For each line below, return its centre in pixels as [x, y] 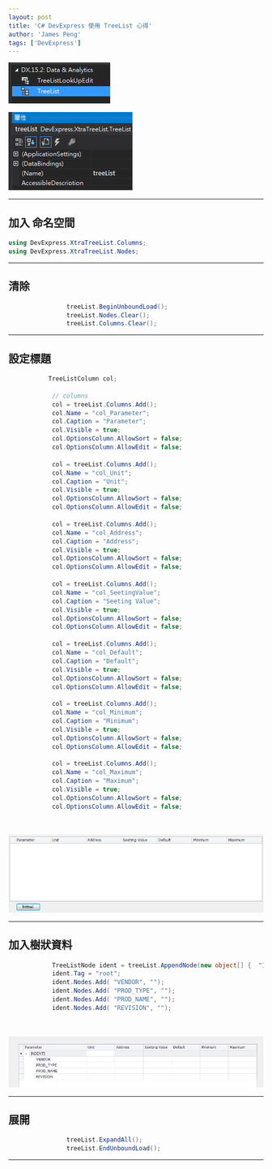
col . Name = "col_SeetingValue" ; [106, 592]
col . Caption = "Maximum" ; [95, 781]
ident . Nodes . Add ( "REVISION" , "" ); [112, 1008]
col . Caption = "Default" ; [95, 661]
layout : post [30, 17]
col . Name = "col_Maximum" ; [97, 772]
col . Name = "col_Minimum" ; [97, 713]
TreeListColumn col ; [83, 379]
